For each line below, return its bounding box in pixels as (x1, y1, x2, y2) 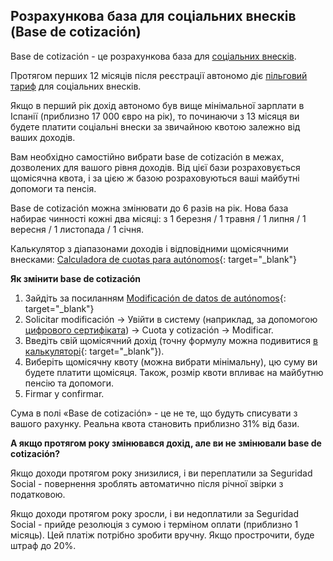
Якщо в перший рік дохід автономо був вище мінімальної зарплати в (10, 99, 305, 111)
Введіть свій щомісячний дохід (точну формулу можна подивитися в (24, 334, 318, 346)
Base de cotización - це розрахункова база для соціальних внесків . (10, 50, 297, 62)
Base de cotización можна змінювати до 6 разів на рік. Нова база (10, 202, 289, 214)
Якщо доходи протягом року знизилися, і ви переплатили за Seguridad (10, 467, 313, 479)
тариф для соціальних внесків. (10, 80, 142, 92)
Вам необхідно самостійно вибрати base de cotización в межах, (10, 150, 285, 163)
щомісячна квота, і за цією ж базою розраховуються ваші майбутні (10, 172, 300, 184)
